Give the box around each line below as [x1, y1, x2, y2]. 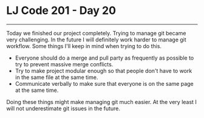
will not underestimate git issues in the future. [6, 105, 120, 112]
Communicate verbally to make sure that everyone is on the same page [15, 80, 194, 87]
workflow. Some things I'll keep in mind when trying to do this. [6, 42, 162, 49]
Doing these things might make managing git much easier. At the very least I [6, 98, 197, 105]
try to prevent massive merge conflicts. [15, 60, 114, 68]
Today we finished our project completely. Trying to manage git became [6, 29, 186, 36]
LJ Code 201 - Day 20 [6, 4, 117, 18]
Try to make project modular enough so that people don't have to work [15, 67, 192, 74]
